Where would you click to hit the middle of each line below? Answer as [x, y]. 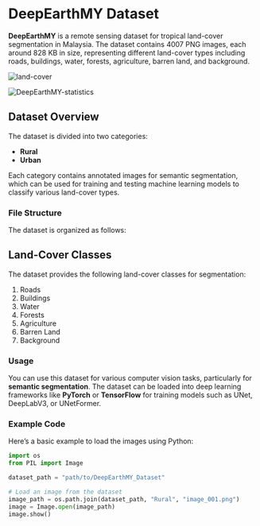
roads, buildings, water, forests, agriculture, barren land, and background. [129, 61]
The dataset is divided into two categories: [78, 136]
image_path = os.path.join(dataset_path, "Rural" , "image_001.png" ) [124, 499]
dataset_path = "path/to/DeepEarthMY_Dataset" [87, 478]
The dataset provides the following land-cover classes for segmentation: [127, 274]
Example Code [37, 424]
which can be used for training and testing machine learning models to [124, 184]
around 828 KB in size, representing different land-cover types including [127, 52]
